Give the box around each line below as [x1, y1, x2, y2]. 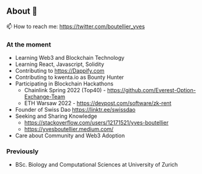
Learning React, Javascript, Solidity [15, 60, 105, 68]
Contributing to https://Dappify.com [15, 67, 105, 74]
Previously [6, 147, 39, 156]
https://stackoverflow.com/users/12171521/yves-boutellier [24, 119, 169, 126]
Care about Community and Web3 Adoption [15, 132, 125, 139]
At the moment [6, 40, 52, 49]
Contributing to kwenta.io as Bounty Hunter [15, 74, 124, 81]
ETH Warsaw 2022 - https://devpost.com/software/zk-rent [24, 100, 172, 107]
